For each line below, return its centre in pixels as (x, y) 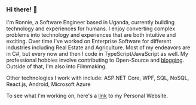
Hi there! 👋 (22, 9)
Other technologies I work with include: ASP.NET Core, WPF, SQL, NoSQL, (98, 78)
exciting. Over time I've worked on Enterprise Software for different (89, 42)
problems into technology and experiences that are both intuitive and (91, 35)
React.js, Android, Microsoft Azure (48, 84)
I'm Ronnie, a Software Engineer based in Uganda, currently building (91, 23)
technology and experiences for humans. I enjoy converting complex (91, 28)
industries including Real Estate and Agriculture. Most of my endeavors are (98, 47)
